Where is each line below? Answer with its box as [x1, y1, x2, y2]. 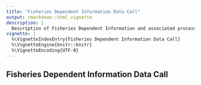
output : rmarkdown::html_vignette [6, 14, 93, 20]
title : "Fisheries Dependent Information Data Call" [6, 8, 141, 15]
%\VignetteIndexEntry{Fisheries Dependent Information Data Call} [11, 36, 181, 42]
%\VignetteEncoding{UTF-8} [11, 48, 79, 53]
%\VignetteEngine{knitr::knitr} [11, 42, 93, 48]
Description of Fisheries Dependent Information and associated [11, 25, 175, 32]
